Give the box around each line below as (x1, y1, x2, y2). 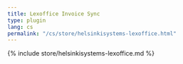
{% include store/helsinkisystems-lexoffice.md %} (7, 49, 155, 58)
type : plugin (7, 17, 46, 24)
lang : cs (7, 23, 33, 30)
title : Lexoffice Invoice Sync (7, 10, 100, 18)
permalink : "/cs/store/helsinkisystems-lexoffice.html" (7, 30, 177, 37)
